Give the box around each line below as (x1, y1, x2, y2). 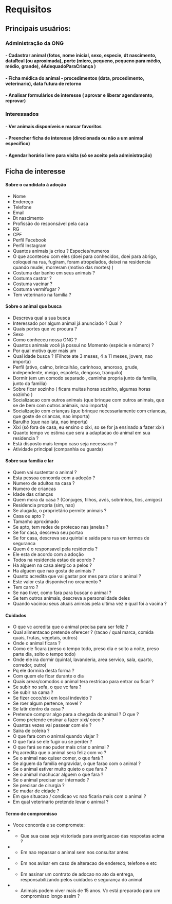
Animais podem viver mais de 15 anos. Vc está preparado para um (20, 888, 161, 894)
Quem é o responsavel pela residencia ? (12, 546, 98, 552)
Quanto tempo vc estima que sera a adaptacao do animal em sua (12, 429, 150, 436)
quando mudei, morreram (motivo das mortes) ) (12, 264, 114, 270)
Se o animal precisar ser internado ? (12, 777, 89, 783)
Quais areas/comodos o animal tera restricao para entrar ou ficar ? (12, 679, 154, 685)
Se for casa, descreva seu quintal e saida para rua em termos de (12, 534, 150, 541)
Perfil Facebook (12, 237, 47, 243)
